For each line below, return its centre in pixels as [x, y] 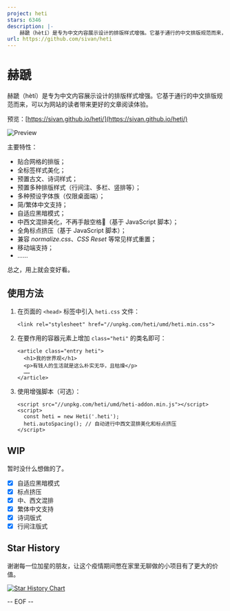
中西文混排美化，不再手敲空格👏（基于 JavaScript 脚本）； [98, 222]
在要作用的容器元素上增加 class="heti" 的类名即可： [92, 338]
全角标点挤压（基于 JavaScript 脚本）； [72, 231]
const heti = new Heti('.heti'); [72, 416]
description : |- [30, 26]
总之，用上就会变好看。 [40, 270]
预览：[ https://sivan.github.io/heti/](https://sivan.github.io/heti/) [97, 119]
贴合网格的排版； [41, 162]
